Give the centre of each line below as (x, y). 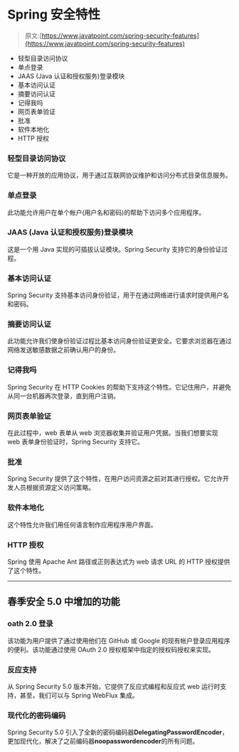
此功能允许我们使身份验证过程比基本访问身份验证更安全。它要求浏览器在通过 (119, 341)
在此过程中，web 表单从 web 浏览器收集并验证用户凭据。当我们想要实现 (113, 433)
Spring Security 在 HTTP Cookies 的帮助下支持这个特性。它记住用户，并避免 (119, 387)
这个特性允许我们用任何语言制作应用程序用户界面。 (82, 525)
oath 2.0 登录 (30, 624)
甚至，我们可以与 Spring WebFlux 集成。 (79, 695)
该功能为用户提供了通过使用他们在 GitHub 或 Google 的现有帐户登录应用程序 (119, 640)
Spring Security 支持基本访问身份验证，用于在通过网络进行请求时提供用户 (115, 295)
